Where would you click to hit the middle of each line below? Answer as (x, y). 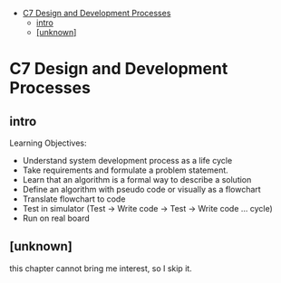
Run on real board (56, 218)
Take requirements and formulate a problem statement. (125, 170)
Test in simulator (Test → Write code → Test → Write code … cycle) (148, 208)
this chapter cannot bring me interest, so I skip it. (101, 268)
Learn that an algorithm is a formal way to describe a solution (137, 179)
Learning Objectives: (48, 143)
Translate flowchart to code (74, 199)
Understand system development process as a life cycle (127, 160)
